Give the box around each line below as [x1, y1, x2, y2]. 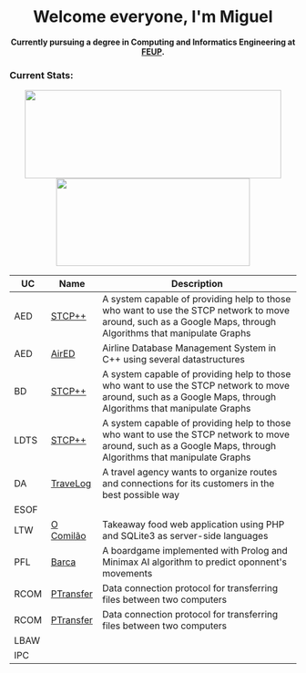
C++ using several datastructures [101, 353, 246, 366]
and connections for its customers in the [101, 477, 275, 490]
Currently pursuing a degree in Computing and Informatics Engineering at [10, 36, 296, 47]
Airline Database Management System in [101, 342, 276, 354]
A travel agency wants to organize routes [101, 466, 278, 479]
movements [101, 567, 153, 580]
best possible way [101, 489, 180, 502]
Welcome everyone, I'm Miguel [33, 6, 273, 27]
